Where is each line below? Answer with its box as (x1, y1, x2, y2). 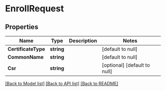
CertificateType (7, 45, 45, 52)
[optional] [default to (102, 62, 150, 68)
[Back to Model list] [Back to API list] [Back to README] (5, 81, 119, 87)
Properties (5, 23, 39, 31)
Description (69, 38, 97, 44)
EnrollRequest (5, 3, 64, 14)
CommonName (7, 54, 44, 60)
